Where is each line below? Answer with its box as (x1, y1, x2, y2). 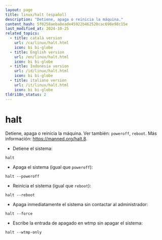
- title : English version (10, 50, 65, 55)
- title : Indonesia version (10, 64, 69, 69)
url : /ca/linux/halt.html (14, 40, 69, 45)
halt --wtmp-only (5, 230, 42, 235)
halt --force (5, 211, 33, 216)
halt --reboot (5, 193, 35, 198)
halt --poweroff (5, 174, 39, 179)
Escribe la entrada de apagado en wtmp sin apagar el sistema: (12, 220, 143, 226)
